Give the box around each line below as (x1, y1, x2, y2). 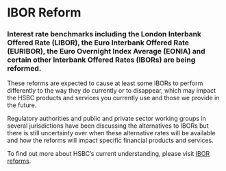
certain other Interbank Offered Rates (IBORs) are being (7, 55, 196, 65)
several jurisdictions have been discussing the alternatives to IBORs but (7, 122, 209, 130)
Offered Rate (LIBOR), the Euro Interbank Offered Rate (7, 38, 190, 47)
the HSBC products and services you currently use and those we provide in (7, 94, 220, 102)
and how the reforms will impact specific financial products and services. (7, 136, 214, 145)
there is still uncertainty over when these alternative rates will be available (7, 129, 216, 137)
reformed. (7, 64, 42, 73)
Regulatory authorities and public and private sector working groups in (7, 115, 207, 123)
